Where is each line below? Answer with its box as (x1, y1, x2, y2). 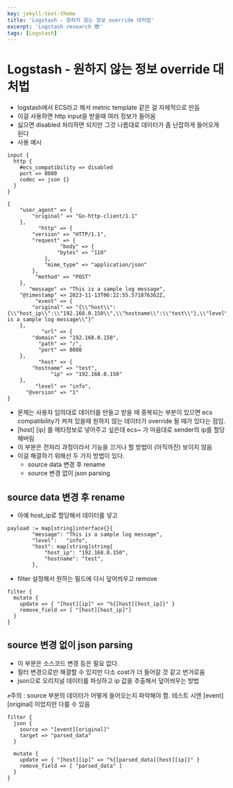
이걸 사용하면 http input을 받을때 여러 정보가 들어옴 (17, 112, 156, 120)
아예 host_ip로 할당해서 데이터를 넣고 (17, 511, 118, 519)
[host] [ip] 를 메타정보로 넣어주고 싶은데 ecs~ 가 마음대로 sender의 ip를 (17, 425, 213, 434)
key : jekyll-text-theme (7, 10, 76, 17)
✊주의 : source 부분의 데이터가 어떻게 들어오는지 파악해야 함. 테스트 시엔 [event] (7, 691, 224, 699)
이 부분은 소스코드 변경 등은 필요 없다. (17, 659, 119, 667)
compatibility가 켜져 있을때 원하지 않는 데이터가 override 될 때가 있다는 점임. (17, 417, 226, 425)
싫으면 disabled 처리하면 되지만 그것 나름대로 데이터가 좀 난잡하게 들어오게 (17, 121, 220, 129)
